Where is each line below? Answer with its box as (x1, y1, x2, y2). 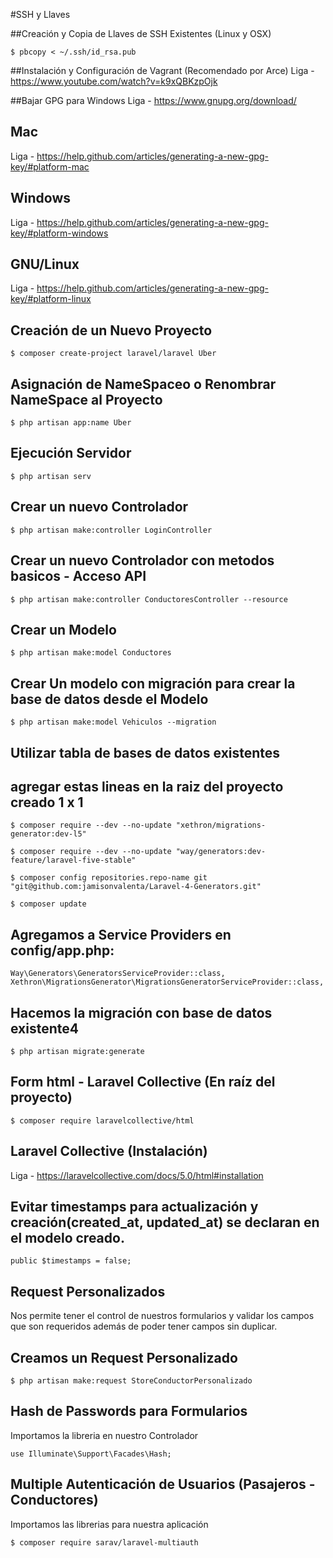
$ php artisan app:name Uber (10, 418, 132, 428)
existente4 (10, 1020, 79, 1037)
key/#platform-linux (10, 293, 92, 305)
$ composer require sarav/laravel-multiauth (10, 1537, 199, 1548)
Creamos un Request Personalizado (10, 1349, 238, 1366)
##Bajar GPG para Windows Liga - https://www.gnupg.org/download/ (10, 95, 297, 106)
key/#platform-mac (10, 160, 90, 173)
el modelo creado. (10, 1229, 125, 1246)
